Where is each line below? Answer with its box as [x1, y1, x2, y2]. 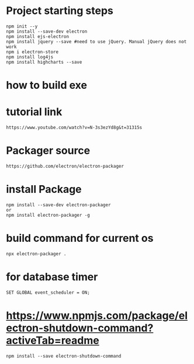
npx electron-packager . [6, 251, 67, 256]
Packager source [6, 144, 91, 157]
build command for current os [6, 232, 154, 245]
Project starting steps [6, 4, 114, 18]
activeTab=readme [6, 334, 99, 347]
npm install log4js [6, 54, 54, 60]
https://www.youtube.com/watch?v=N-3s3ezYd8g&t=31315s [6, 124, 143, 131]
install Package [6, 183, 82, 196]
